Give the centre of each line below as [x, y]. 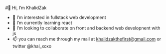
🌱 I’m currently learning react [42, 23]
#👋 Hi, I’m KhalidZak [26, 8]
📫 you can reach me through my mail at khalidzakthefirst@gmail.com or [87, 39]
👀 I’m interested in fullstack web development [59, 17]
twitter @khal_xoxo [32, 46]
